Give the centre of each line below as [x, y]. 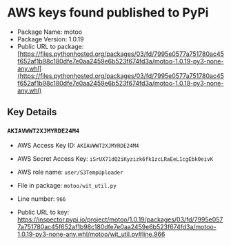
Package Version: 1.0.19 [50, 39]
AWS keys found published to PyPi [108, 13]
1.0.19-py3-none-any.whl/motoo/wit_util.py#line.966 [91, 234]
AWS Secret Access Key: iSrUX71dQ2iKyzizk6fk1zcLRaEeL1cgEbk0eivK [115, 158]
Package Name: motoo [50, 32]
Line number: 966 [41, 199]
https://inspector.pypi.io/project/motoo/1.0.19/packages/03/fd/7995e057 [120, 219]
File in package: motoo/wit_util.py [67, 185]
